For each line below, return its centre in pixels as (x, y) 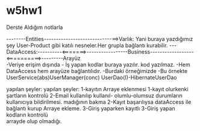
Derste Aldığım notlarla (35, 27)
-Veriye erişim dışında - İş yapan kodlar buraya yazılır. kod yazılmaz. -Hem (98, 65)
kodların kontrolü (27, 115)
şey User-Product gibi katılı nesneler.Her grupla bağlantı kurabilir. (87, 45)
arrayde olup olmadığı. (34, 121)
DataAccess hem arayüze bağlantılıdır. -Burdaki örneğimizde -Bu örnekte (97, 71)
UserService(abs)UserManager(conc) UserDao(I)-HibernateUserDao (92, 77)
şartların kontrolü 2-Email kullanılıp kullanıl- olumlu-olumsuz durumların (94, 95)
